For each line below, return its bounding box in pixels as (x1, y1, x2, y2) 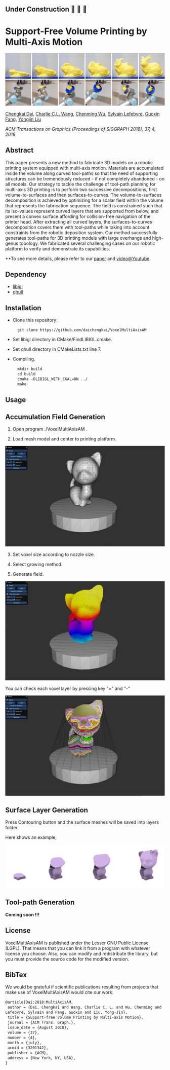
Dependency (5, 270, 47, 279)
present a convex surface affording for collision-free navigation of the (5, 213, 151, 219)
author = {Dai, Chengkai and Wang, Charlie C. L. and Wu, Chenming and (7, 1005, 162, 1010)
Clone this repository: (12, 317, 58, 323)
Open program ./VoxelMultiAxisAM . (12, 426, 88, 432)
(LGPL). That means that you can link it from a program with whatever (5, 945, 151, 951)
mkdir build (17, 366, 42, 372)
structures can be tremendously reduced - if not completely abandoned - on (5, 175, 165, 181)
